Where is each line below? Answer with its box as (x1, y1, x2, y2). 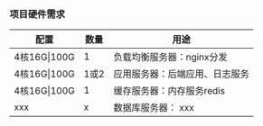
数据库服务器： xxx (113, 102, 194, 114)
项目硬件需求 (9, 7, 66, 20)
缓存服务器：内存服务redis (113, 85, 226, 97)
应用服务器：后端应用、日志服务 (113, 67, 250, 80)
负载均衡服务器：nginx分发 (113, 51, 228, 64)
